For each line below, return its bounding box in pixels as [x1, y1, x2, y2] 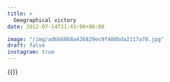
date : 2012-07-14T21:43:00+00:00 [7, 23, 105, 30]
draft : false [7, 42, 45, 49]
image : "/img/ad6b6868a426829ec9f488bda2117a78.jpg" [7, 35, 164, 42]
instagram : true [7, 49, 55, 56]
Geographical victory [13, 17, 77, 24]
